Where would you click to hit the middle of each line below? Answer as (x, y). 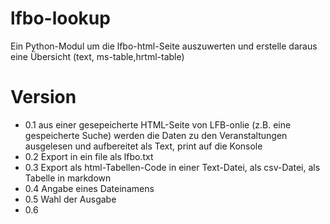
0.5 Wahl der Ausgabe (70, 199)
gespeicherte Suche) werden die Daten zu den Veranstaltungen (156, 135)
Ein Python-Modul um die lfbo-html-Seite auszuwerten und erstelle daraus (164, 46)
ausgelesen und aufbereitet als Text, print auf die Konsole (143, 146)
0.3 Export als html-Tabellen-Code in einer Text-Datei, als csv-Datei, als (172, 167)
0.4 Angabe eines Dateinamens (89, 188)
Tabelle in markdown (68, 178)
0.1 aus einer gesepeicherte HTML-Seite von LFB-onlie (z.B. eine (158, 124)
